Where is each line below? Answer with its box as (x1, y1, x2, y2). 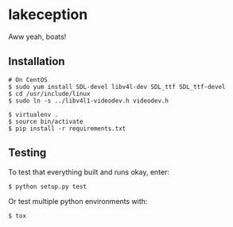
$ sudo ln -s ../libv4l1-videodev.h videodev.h (8, 97, 169, 105)
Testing (8, 146, 47, 160)
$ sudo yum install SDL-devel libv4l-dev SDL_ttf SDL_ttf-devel (8, 83, 226, 90)
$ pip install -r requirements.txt (8, 125, 126, 133)
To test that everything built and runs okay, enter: (8, 167, 169, 176)
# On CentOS (8, 75, 48, 84)
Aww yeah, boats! (8, 32, 67, 41)
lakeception (8, 6, 88, 24)
